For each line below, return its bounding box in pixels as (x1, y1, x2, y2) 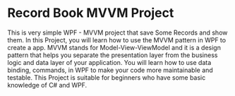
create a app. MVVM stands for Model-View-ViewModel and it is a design (7, 43, 221, 52)
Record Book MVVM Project (7, 5, 174, 21)
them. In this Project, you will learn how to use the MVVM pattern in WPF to (7, 35, 227, 44)
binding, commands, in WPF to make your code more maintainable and (7, 66, 213, 74)
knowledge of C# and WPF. (7, 80, 88, 89)
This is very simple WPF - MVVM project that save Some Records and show (7, 28, 228, 37)
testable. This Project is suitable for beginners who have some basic (7, 73, 206, 82)
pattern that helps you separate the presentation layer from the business (7, 51, 218, 59)
